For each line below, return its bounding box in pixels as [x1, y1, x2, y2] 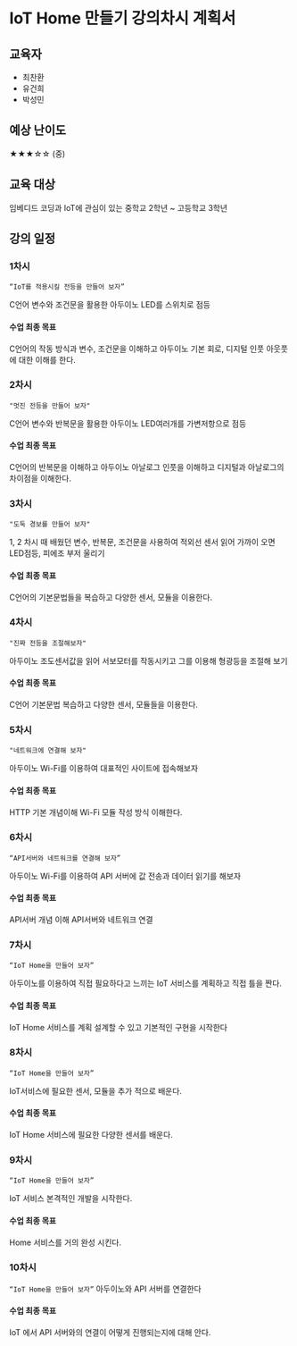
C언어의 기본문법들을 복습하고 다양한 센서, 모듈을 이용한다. [9, 592, 212, 602]
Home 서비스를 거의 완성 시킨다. [9, 1237, 122, 1248]
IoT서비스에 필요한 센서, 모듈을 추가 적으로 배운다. [9, 1085, 183, 1096]
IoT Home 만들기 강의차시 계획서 [9, 8, 236, 29]
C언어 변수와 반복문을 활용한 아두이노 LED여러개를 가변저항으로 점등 [9, 417, 247, 429]
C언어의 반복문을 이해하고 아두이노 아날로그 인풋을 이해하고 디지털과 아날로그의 [9, 462, 285, 473]
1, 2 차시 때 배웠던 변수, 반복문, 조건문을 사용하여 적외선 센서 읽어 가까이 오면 [9, 537, 276, 548]
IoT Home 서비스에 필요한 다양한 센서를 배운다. [9, 1130, 174, 1140]
